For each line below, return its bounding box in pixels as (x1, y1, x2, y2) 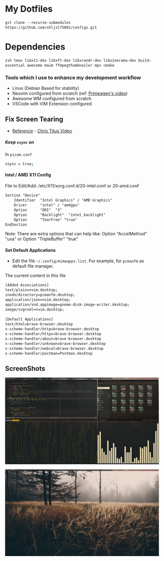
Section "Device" (5, 193, 41, 198)
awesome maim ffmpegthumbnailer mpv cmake (26, 62, 115, 68)
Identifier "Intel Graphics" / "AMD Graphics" (14, 198, 112, 203)
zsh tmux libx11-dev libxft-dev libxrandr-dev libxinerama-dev (5, 58, 137, 63)
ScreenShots (5, 364, 45, 373)
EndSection (5, 222, 27, 228)
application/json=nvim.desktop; (5, 297, 71, 302)
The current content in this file (5, 272, 66, 279)
